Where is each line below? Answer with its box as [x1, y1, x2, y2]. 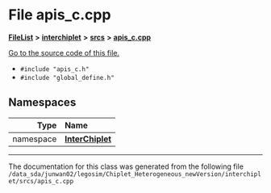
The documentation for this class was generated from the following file [8, 162, 244, 171]
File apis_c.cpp [8, 6, 111, 24]
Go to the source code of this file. [8, 48, 120, 57]
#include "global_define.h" [19, 73, 115, 82]
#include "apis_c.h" [19, 65, 90, 73]
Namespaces [8, 95, 77, 110]
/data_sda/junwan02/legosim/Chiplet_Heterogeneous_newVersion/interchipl [8, 170, 262, 178]
